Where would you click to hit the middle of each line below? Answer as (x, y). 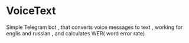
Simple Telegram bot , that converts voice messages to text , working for (94, 27)
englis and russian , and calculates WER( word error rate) (76, 33)
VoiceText (31, 11)
